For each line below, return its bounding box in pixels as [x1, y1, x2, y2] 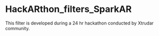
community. [5, 25, 30, 31]
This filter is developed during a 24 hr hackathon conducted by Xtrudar [5, 20, 154, 26]
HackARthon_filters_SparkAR [5, 3, 132, 15]
